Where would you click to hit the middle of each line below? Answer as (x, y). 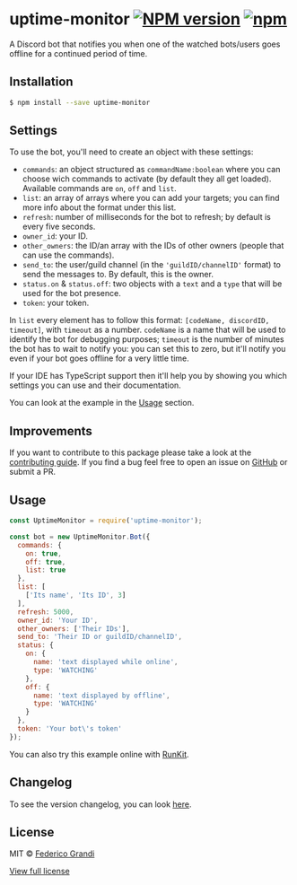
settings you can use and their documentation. (95, 385)
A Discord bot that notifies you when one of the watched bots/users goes (145, 44)
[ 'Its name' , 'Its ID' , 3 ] (76, 596)
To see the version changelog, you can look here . (100, 804)
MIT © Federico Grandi (52, 854)
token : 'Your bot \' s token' (70, 729)
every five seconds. (59, 227)
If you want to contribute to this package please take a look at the (131, 452)
